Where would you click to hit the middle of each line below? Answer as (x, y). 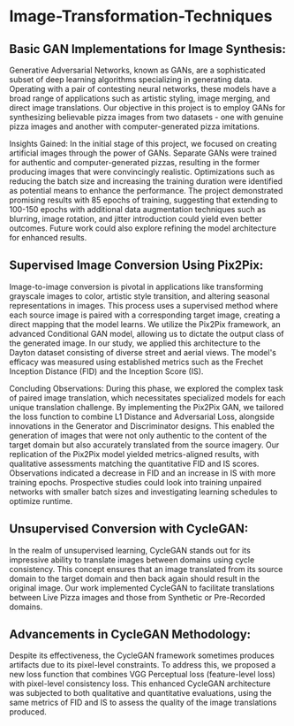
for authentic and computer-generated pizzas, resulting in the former (135, 162)
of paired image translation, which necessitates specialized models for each (147, 397)
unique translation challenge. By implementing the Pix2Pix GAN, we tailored (147, 407)
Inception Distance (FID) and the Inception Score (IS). (106, 371)
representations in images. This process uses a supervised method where (143, 305)
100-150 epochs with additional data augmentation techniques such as (138, 209)
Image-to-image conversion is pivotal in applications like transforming (136, 287)
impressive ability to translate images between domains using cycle (132, 560)
